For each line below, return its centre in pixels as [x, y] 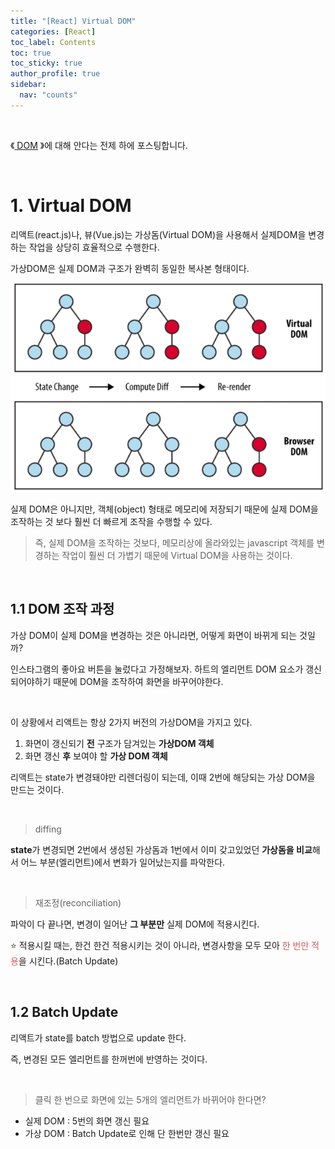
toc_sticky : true [46, 63]
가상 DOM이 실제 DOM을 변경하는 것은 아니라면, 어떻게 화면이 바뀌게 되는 [154, 635]
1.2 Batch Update [64, 1012]
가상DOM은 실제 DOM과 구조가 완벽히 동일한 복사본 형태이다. [130, 268]
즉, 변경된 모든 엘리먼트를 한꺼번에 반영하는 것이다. [109, 1059]
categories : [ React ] [53, 31]
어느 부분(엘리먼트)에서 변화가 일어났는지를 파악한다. [123, 862]
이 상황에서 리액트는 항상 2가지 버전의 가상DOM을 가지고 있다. [131, 722]
